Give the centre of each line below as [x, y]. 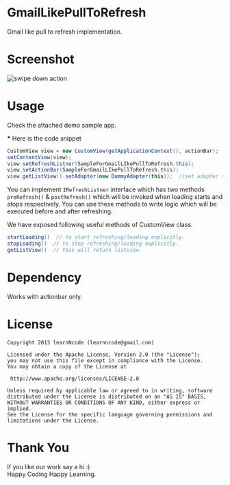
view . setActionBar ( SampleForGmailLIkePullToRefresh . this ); [93, 170]
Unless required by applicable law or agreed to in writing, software [110, 390]
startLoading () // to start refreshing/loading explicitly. [96, 237]
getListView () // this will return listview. [75, 250]
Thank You [38, 448]
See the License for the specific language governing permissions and [110, 414]
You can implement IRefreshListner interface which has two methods [106, 189]
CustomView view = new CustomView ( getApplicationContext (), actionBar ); [113, 151]
